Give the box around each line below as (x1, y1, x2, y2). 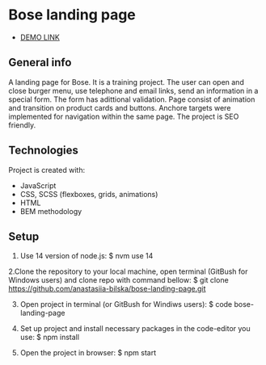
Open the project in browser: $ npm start (19, 348, 157, 358)
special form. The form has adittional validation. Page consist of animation (8, 94, 255, 104)
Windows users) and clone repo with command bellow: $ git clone (8, 275, 229, 285)
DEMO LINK (19, 32, 61, 42)
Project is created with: (8, 165, 86, 174)
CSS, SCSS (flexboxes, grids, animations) (19, 189, 158, 199)
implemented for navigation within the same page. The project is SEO (8, 111, 239, 121)
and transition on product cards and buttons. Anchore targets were (8, 103, 231, 112)
